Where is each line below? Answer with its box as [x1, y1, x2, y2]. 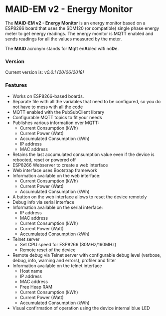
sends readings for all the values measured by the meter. [5, 36, 122, 42]
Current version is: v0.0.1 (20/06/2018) [5, 69, 84, 75]
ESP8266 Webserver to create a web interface [12, 162, 108, 168]
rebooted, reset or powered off [12, 157, 76, 162]
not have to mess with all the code [12, 104, 83, 110]
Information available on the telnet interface [12, 263, 102, 269]
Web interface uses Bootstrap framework [12, 167, 97, 173]
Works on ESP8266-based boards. [12, 93, 84, 99]
